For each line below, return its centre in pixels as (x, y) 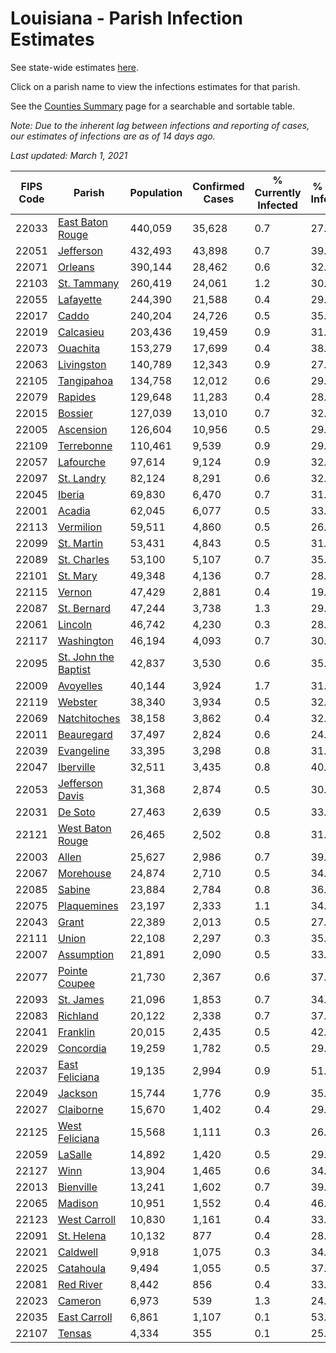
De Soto (76, 812)
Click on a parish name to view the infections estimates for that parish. (155, 86)
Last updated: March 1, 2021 (69, 155)
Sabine (74, 889)
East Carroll (85, 1317)
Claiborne (80, 1109)
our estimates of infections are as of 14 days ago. (113, 136)
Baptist (74, 669)
